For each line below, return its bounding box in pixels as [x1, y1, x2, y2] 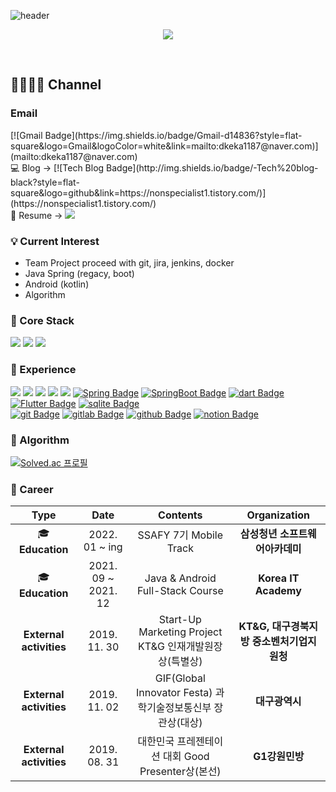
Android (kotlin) [24, 278, 90, 290]
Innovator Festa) [136, 686, 213, 700]
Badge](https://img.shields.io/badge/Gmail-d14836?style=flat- [44, 129, 303, 141]
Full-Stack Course [136, 584, 224, 598]
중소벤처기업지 [251, 635, 317, 649]
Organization [246, 508, 311, 522]
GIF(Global [154, 671, 206, 685]
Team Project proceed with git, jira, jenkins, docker [24, 256, 235, 269]
